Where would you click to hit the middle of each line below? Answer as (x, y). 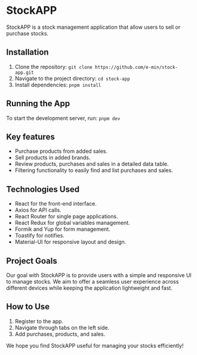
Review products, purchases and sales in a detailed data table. (92, 164)
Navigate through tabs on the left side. (62, 327)
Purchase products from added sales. (61, 151)
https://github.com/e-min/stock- (136, 67)
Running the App (38, 103)
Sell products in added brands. (53, 158)
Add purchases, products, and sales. (60, 334)
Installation (27, 52)
